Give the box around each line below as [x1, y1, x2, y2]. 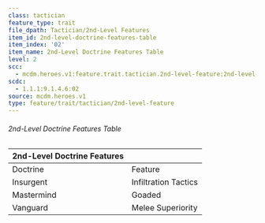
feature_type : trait [8, 19, 77, 27]
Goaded [131, 190, 162, 201]
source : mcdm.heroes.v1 [8, 92, 87, 100]
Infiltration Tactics [131, 177, 199, 188]
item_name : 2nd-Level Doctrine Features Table [8, 48, 164, 56]
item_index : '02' [8, 41, 65, 49]
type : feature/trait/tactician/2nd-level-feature [8, 99, 175, 107]
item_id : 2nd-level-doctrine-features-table [8, 33, 157, 42]
